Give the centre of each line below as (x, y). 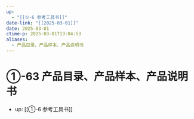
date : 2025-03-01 (28, 28)
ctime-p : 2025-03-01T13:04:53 (44, 34)
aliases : (17, 39)
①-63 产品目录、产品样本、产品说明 (97, 77)
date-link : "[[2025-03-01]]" (42, 23)
